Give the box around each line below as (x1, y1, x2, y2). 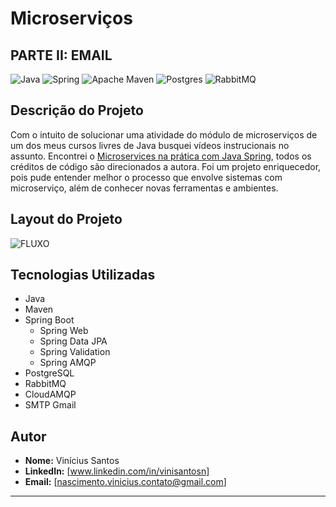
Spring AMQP (39, 357, 97, 369)
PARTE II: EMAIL (10, 47, 113, 64)
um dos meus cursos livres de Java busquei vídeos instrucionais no (10, 139, 290, 151)
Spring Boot (24, 314, 75, 326)
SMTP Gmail (24, 399, 77, 411)
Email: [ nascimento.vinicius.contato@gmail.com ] (24, 476, 227, 488)
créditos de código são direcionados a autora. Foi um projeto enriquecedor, (10, 160, 322, 172)
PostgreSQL (24, 367, 75, 379)
